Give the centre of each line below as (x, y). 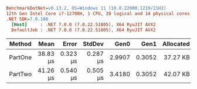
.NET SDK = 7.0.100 (27, 19)
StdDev (94, 44)
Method (21, 44)
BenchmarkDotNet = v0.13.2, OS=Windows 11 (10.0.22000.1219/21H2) (86, 8)
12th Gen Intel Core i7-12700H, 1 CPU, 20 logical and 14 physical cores (98, 13)
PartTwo (21, 74)
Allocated (176, 44)
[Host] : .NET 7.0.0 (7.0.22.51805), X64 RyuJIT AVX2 (84, 24)
